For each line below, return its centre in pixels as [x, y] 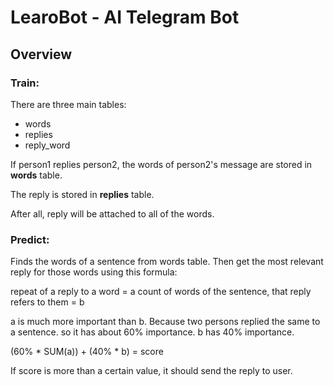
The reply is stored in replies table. [82, 194]
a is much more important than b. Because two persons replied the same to [165, 322]
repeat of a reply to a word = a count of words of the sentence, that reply [161, 292]
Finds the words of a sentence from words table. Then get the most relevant [167, 262]
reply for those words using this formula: [94, 272]
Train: [25, 83]
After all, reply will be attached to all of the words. [112, 213]
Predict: [30, 239]
